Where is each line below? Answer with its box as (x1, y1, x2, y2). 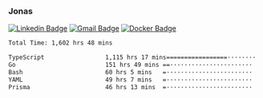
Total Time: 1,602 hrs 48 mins (8, 39, 113, 47)
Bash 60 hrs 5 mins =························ (8, 68, 253, 76)
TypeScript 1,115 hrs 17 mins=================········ (8, 53, 257, 61)
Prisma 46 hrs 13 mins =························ (8, 83, 253, 91)
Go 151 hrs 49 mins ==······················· (8, 61, 253, 69)
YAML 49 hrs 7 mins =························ (8, 76, 253, 84)
